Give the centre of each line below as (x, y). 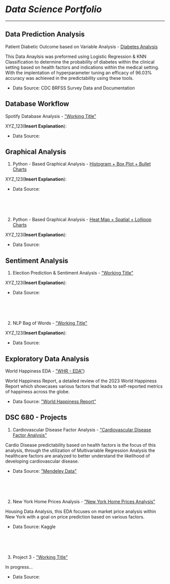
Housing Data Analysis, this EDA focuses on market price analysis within (81, 511)
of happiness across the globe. (37, 392)
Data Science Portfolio (54, 9)
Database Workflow (37, 104)
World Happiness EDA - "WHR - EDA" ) (45, 371)
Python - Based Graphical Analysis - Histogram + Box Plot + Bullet (81, 164)
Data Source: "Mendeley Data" (45, 471)
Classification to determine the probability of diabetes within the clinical (80, 62)
